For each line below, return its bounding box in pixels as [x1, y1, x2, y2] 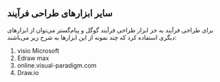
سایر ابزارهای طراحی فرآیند [7, 8, 113, 19]
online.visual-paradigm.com [16, 61, 97, 70]
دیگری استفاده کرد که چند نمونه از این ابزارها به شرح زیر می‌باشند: [7, 33, 177, 41]
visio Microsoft [16, 46, 60, 54]
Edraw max [16, 54, 49, 62]
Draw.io [16, 68, 39, 76]
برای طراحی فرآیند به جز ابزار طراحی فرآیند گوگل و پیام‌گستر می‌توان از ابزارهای [7, 25, 214, 34]
